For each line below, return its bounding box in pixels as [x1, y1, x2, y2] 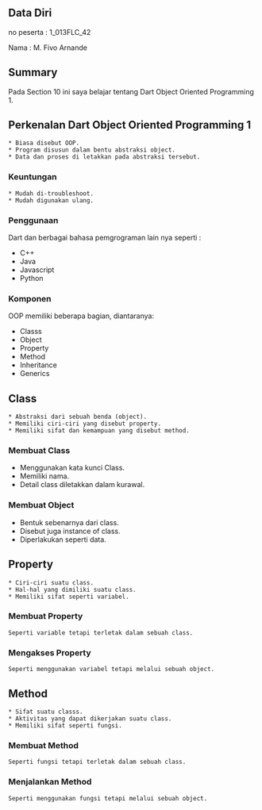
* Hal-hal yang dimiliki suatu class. [8, 585, 137, 593]
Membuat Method [8, 739, 79, 750]
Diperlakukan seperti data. [19, 535, 107, 544]
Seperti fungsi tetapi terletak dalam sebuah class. [8, 758, 187, 766]
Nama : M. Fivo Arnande [8, 43, 87, 52]
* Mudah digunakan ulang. [8, 196, 94, 205]
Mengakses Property [8, 647, 91, 658]
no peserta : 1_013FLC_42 [8, 27, 91, 36]
